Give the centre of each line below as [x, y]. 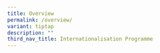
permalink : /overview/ [40, 20]
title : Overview [30, 13]
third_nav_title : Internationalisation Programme [80, 39]
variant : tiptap [30, 26]
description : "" [30, 33]
